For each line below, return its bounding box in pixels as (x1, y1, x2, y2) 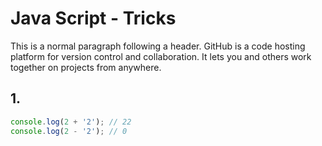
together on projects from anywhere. (10, 61, 162, 73)
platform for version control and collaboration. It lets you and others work (10, 50, 312, 62)
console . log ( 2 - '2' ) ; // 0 (10, 126, 128, 136)
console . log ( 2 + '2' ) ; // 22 (10, 117, 132, 127)
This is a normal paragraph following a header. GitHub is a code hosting (10, 40, 306, 52)
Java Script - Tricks (10, 7, 177, 30)
